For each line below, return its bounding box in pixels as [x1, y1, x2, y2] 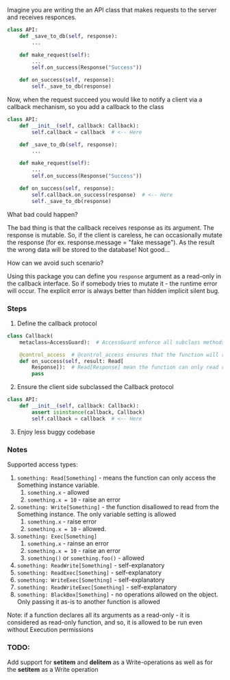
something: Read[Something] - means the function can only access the [16, 473, 216, 482]
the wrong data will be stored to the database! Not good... [7, 245, 170, 253]
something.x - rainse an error [27, 539, 110, 548]
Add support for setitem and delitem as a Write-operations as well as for [7, 658, 214, 666]
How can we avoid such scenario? [7, 259, 104, 267]
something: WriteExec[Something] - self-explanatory [16, 576, 165, 584]
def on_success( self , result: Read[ [19, 357, 125, 364]
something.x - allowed [27, 488, 90, 496]
